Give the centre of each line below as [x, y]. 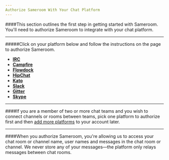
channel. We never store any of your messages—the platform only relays [81, 147]
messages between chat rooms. [38, 152]
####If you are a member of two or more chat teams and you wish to [77, 111]
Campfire [23, 64]
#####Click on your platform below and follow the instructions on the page [83, 44]
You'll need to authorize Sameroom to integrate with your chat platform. [79, 29]
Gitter [19, 91]
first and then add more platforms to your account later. [63, 122]
